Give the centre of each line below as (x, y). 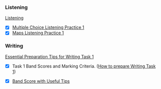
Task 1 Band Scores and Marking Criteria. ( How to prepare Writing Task (84, 66)
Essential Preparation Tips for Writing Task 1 (49, 56)
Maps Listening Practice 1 (38, 33)
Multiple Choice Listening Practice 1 (48, 27)
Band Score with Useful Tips (41, 81)
